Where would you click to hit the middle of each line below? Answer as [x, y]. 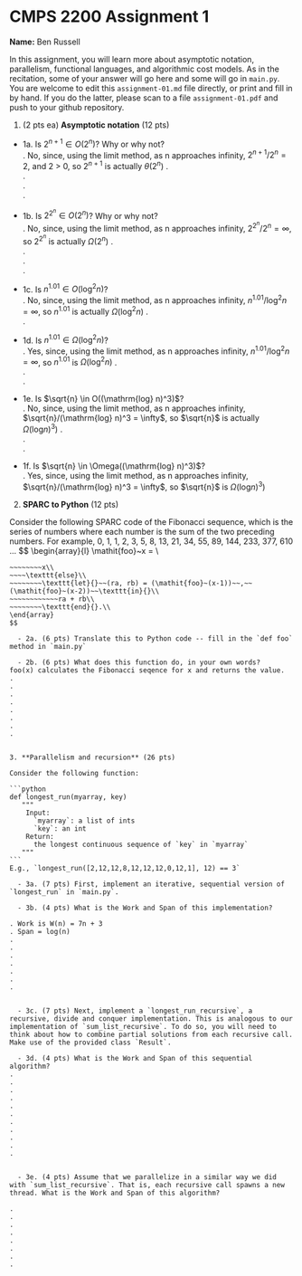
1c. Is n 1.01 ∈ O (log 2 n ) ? [65, 289]
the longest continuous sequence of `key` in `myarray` [141, 844]
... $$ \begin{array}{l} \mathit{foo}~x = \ [84, 550]
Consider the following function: [75, 773]
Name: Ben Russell [45, 42]
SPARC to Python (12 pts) [71, 504]
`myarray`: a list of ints [84, 821]
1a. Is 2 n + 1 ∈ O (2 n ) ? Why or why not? [94, 143]
